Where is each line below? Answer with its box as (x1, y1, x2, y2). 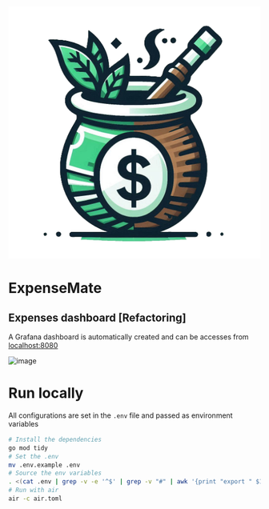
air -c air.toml (8, 495, 62, 503)
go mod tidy (8, 443, 48, 452)
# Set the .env (8, 452, 59, 460)
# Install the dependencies (8, 435, 102, 443)
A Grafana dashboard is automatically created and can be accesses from (8, 332, 250, 342)
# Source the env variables (8, 469, 102, 478)
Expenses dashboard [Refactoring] (8, 311, 187, 324)
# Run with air (8, 487, 59, 495)
